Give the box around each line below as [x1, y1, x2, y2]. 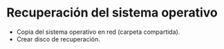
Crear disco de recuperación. [16, 35, 101, 43]
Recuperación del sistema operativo [6, 5, 218, 21]
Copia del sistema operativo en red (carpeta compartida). [16, 28, 180, 36]
